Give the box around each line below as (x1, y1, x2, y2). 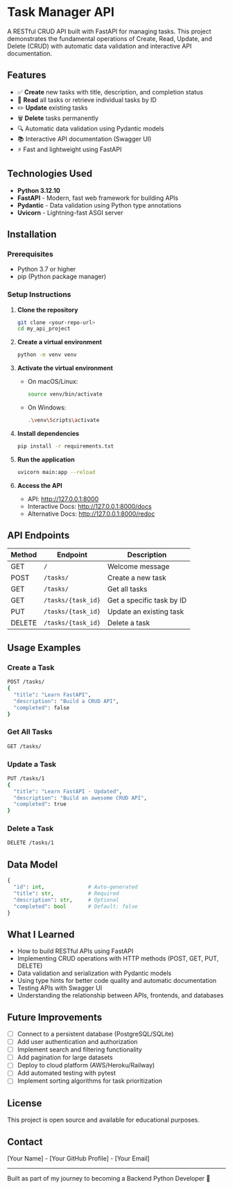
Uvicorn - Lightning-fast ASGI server (17, 208, 123, 217)
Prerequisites (7, 249, 53, 259)
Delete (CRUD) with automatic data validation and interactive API (7, 42, 192, 50)
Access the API (17, 481, 62, 489)
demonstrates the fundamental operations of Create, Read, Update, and (7, 34, 213, 42)
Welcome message (107, 562, 170, 571)
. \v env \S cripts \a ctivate (27, 417, 100, 424)
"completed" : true (13, 801, 67, 808)
